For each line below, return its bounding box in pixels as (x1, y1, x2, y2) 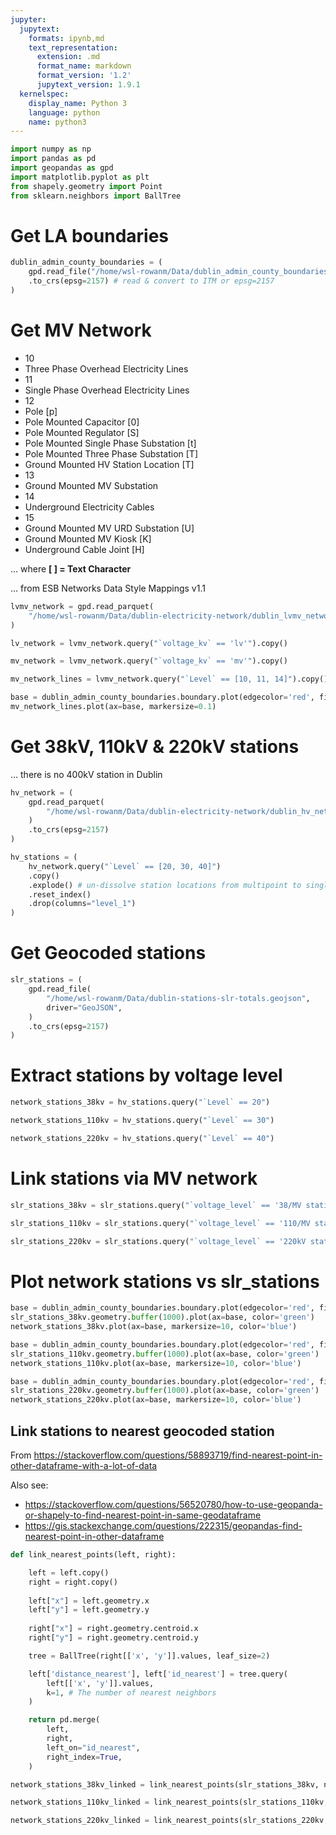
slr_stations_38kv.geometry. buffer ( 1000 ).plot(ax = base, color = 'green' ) (10, 1312, 315, 1323)
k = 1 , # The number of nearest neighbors (46, 1687, 217, 1698)
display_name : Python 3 (28, 98, 128, 108)
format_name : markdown (36, 61, 132, 71)
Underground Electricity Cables (24, 501, 155, 513)
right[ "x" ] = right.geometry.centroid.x (28, 1624, 199, 1634)
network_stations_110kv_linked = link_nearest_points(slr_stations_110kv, (10, 1797, 329, 1808)
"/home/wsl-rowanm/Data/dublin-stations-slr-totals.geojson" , (46, 993, 311, 1003)
